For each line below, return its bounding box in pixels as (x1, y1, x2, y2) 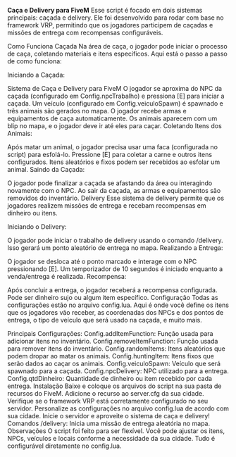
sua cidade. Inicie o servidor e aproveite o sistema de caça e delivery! (7, 412, 210, 420)
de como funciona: (7, 57, 62, 65)
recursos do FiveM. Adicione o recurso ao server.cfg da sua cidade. (7, 389, 204, 397)
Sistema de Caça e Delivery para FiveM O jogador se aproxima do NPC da (7, 84, 223, 92)
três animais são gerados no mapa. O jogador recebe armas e (7, 107, 187, 115)
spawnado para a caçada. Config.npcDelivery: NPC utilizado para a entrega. (7, 367, 229, 375)
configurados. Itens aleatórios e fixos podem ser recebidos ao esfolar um (7, 158, 221, 166)
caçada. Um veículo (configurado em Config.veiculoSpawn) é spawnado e (7, 99, 223, 108)
